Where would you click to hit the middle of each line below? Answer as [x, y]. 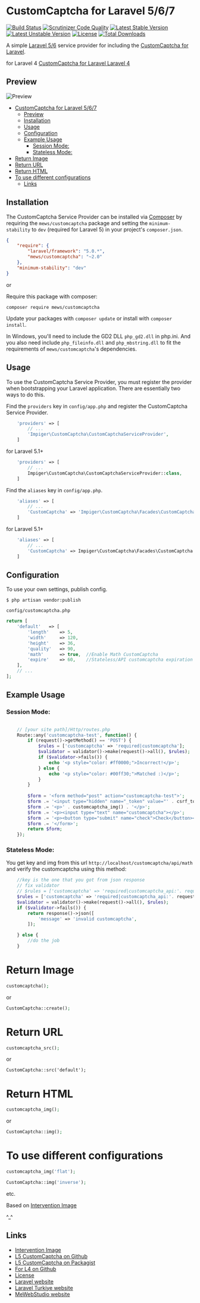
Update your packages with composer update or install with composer [89, 318]
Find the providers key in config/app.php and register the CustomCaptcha [97, 406]
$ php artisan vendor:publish [44, 600]
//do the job [44, 941]
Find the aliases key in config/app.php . [54, 490]
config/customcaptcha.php [38, 611]
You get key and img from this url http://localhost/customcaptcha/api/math [99, 863]
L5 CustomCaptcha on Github [51, 1256]
